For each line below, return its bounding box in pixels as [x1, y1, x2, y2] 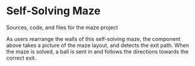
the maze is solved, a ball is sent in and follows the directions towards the [6, 48, 189, 55]
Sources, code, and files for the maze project [6, 24, 119, 31]
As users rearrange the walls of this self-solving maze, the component [6, 35, 181, 42]
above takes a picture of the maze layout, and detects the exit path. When [6, 42, 190, 49]
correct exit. [6, 54, 37, 61]
